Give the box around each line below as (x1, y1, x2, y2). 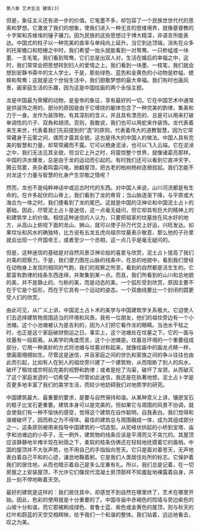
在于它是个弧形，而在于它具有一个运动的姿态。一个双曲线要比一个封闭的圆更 (6, 286, 194, 293)
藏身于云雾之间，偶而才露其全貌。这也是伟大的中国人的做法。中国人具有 (11, 134, 189, 141)
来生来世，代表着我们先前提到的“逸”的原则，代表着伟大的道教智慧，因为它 (6, 127, 189, 133)
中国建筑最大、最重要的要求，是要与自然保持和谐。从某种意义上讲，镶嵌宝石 (6, 394, 194, 401)
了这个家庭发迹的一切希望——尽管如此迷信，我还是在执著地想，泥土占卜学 (6, 374, 189, 380)
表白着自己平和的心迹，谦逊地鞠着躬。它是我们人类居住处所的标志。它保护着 (6, 453, 194, 461)
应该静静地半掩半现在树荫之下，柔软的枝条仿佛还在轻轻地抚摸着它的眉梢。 (6, 438, 189, 446)
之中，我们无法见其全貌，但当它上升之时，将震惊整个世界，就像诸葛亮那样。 (6, 149, 194, 156)
